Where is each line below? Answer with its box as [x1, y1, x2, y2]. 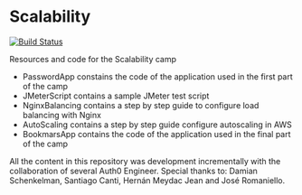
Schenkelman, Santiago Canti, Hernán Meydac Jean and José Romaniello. [9, 174, 286, 186]
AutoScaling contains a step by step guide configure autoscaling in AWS [22, 119, 292, 130]
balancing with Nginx [22, 109, 102, 120]
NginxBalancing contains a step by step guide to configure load [22, 99, 260, 110]
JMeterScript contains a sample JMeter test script [22, 90, 210, 101]
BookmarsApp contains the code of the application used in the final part [22, 128, 291, 139]
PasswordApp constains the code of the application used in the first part [22, 70, 294, 82]
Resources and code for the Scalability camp [9, 53, 177, 64]
